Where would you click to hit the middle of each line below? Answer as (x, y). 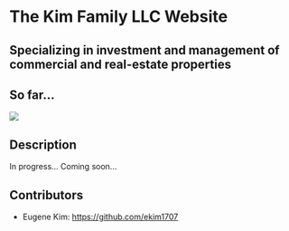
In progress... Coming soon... (63, 167)
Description (43, 144)
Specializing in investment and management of (144, 50)
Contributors (47, 195)
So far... (33, 95)
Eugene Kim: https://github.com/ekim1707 (100, 217)
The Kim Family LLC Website (119, 17)
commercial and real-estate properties (121, 64)
